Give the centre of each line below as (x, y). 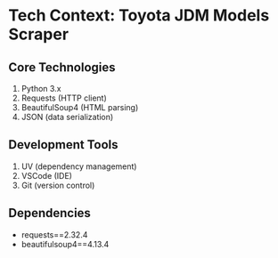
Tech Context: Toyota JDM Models (139, 16)
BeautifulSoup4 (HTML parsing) (80, 107)
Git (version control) (58, 185)
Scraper (38, 34)
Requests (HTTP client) (64, 98)
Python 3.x (41, 89)
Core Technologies (62, 67)
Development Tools (63, 145)
